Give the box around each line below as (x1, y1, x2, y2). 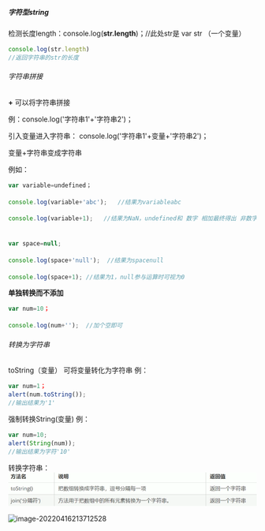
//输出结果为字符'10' (8, 447, 71, 455)
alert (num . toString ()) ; (8, 391, 87, 398)
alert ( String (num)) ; (8, 439, 77, 447)
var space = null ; (8, 240, 62, 248)
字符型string (8, 7, 50, 17)
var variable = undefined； (8, 181, 92, 189)
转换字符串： (8, 462, 50, 473)
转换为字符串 (8, 339, 50, 349)
